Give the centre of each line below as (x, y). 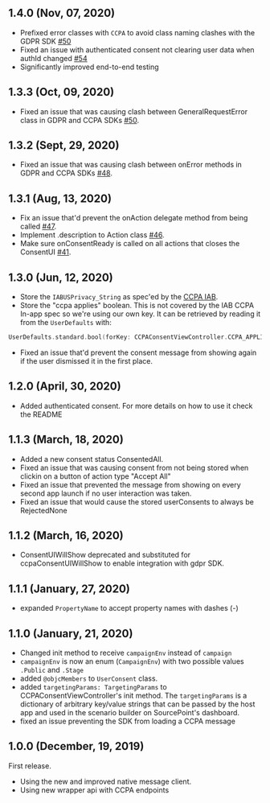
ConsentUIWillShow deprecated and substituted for (105, 555)
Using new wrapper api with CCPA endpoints (94, 790)
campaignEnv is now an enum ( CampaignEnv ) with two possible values (132, 661)
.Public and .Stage (52, 670)
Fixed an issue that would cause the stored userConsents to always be (137, 501)
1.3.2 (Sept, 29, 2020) (64, 145)
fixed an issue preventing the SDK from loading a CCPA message (127, 721)
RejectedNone (43, 510)
